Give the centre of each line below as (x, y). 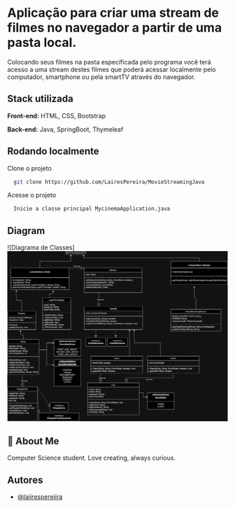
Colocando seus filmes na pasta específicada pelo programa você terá (109, 62)
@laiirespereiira (40, 497)
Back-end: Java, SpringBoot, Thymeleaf (65, 129)
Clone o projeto (30, 168)
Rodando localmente (53, 151)
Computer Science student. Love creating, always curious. (92, 458)
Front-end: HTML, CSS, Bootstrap (57, 115)
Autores (25, 480)
